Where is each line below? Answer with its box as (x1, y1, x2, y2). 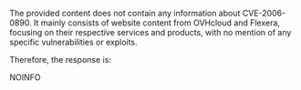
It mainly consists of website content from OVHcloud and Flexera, (33, 17, 281, 28)
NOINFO (9, 72, 41, 83)
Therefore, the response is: (9, 55, 112, 65)
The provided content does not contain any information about (9, 8, 241, 18)
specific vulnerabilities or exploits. (9, 36, 139, 47)
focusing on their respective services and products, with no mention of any (9, 27, 292, 37)
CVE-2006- (242, 8, 286, 18)
